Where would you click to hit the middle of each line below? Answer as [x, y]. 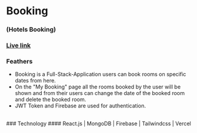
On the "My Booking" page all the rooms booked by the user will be [98, 87]
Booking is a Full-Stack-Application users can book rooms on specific [100, 74]
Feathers [19, 61]
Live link [19, 46]
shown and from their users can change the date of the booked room [100, 93]
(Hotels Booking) [31, 30]
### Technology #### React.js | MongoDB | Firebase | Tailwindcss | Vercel [98, 123]
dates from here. [35, 81]
